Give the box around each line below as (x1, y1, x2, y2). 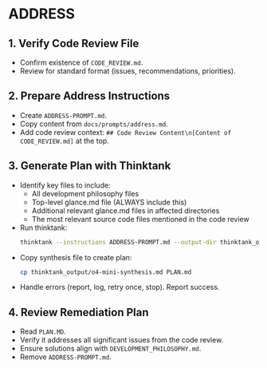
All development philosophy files (31, 188, 139, 198)
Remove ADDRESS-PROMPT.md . (19, 352, 112, 362)
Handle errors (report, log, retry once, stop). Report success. (19, 283, 220, 292)
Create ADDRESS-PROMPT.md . (19, 110, 108, 120)
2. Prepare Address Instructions (8, 89, 171, 103)
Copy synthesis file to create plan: (19, 252, 132, 262)
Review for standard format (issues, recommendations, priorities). (19, 66, 237, 76)
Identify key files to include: (19, 180, 111, 190)
